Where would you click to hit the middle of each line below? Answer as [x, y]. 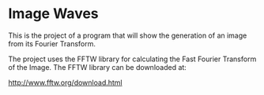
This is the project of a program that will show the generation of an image [128, 35]
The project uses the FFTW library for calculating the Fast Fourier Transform [132, 59]
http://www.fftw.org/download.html [65, 82]
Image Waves [53, 14]
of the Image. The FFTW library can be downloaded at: [98, 67]
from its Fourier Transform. [52, 43]
